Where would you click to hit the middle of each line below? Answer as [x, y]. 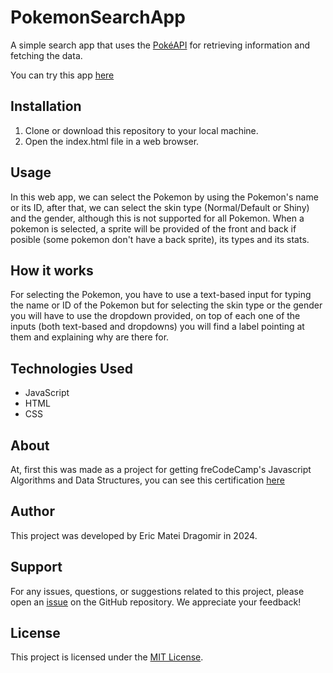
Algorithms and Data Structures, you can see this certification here [147, 480]
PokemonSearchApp [98, 17]
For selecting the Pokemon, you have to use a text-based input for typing [161, 295]
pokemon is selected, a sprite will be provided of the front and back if [153, 228]
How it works [52, 270]
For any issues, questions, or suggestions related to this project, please [157, 591]
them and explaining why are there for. [90, 337]
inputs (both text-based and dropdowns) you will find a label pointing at [157, 327]
